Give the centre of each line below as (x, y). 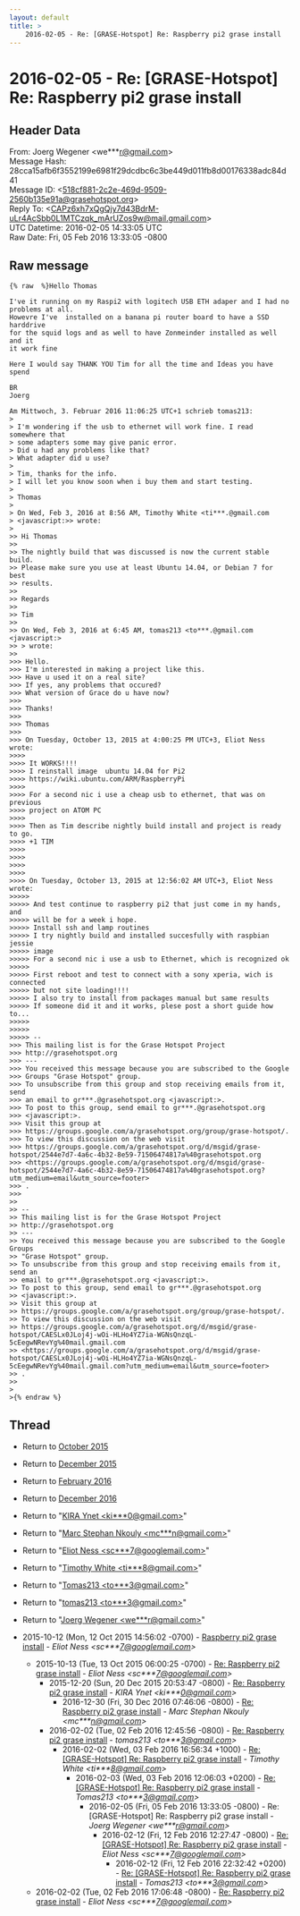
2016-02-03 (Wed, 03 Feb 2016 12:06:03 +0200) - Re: (175, 1778)
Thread (30, 1424)
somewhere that (37, 435)
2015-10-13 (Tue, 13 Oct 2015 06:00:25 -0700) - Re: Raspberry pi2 (158, 1664)
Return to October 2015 (65, 1446)
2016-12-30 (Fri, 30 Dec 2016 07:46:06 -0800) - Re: (158, 1702)
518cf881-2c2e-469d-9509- (115, 190)
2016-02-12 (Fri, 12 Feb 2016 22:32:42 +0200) (201, 1863)
